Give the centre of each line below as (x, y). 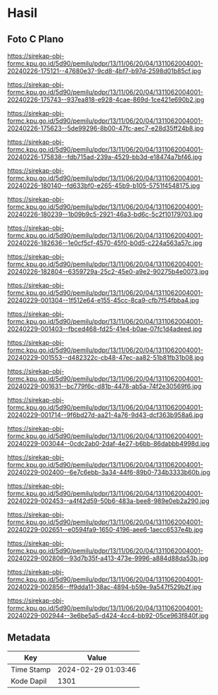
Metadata (29, 637)
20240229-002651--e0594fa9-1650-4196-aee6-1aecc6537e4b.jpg (105, 530)
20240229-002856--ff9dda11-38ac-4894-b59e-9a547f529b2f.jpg (104, 587)
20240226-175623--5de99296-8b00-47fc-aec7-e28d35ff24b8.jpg (105, 128)
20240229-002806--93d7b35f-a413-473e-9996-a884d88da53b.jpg (108, 558)
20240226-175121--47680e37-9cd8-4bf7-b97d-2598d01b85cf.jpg (104, 71)
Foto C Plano (36, 39)
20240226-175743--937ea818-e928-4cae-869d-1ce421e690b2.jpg (106, 99)
